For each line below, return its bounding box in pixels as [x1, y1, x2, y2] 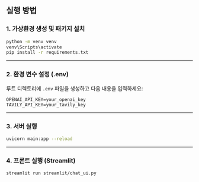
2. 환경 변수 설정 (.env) [6, 70, 69, 79]
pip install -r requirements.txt [6, 50, 89, 56]
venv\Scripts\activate [6, 44, 62, 50]
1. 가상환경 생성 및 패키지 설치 [6, 25, 85, 33]
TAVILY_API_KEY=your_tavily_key [6, 102, 86, 108]
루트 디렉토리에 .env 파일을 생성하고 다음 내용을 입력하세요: [6, 84, 143, 92]
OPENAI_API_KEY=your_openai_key [6, 96, 86, 102]
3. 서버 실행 [6, 122, 37, 130]
